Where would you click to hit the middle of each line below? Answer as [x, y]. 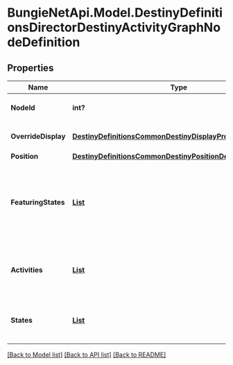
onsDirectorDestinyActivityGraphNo [114, 27]
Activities [27, 270]
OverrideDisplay [38, 136]
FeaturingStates [38, 202]
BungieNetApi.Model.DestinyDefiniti [115, 13]
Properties [31, 68]
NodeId [23, 108]
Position [25, 156]
